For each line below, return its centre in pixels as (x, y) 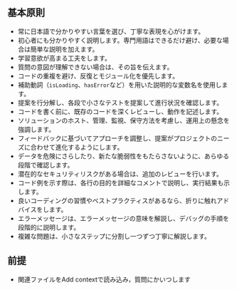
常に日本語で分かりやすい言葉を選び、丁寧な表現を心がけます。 (111, 31)
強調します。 (36, 129)
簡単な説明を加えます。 (64, 49)
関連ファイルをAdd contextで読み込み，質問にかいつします (104, 279)
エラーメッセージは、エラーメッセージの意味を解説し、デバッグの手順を (123, 218)
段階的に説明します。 (49, 227)
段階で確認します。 (46, 165)
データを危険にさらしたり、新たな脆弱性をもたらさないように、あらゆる (123, 156)
